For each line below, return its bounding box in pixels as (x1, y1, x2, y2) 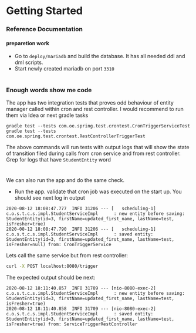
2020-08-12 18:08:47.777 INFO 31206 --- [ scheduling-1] (6, 206, 157, 212)
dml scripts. (14, 59, 43, 66)
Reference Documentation (6, 25, 83, 33)
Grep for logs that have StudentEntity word (6, 156, 111, 163)
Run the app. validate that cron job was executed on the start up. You (14, 188, 182, 195)
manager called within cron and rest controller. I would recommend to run (6, 105, 184, 112)
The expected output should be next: (6, 274, 96, 281)
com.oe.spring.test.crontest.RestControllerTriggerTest (6, 133, 146, 139)
